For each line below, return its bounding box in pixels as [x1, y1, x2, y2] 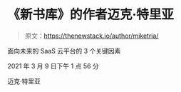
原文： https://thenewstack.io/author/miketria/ [24, 31, 159, 40]
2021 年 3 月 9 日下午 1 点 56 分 [7, 61, 100, 70]
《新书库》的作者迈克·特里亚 [7, 6, 175, 23]
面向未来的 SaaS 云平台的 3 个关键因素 [7, 46, 121, 55]
